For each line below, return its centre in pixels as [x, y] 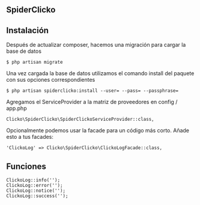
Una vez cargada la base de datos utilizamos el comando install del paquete [100, 73]
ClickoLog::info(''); [33, 180]
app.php [17, 108]
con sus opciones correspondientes [51, 80]
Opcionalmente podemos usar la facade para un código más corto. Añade [98, 130]
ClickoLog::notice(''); [36, 191]
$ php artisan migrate [35, 63]
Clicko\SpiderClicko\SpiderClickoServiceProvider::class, [80, 120]
